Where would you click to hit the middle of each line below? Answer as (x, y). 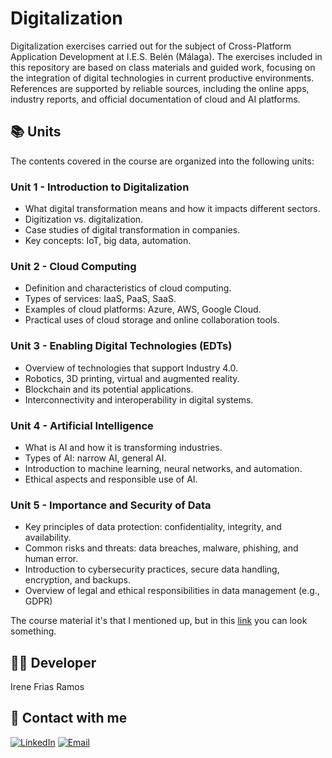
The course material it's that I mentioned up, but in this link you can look (159, 621)
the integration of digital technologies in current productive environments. (162, 78)
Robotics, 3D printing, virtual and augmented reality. (132, 378)
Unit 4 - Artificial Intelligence (82, 425)
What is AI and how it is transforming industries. (123, 447)
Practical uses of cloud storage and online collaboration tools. (152, 320)
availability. (48, 538)
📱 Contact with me (69, 718)
